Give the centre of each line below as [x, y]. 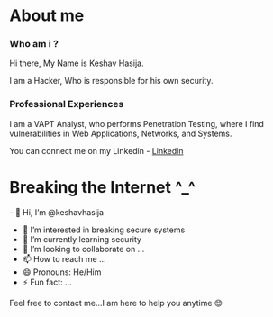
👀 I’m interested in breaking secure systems [104, 230]
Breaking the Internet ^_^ [103, 187]
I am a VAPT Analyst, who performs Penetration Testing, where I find [136, 123]
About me [47, 16]
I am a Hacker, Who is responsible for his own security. [111, 81]
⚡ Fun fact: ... [47, 282]
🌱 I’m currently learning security [82, 239]
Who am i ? [34, 44]
